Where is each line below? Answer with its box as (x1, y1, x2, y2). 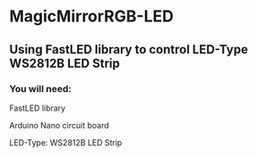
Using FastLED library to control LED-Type (9, 42, 249, 57)
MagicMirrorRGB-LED (9, 6, 175, 27)
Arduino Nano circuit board (9, 120, 109, 130)
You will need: (9, 82, 72, 95)
